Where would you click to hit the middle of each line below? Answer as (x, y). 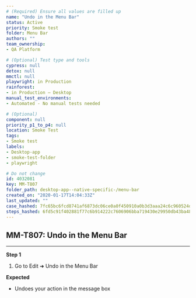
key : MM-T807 (22, 185)
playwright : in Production (39, 82)
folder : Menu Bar (27, 33)
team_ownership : (26, 44)
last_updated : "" (27, 200)
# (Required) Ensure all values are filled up (64, 11)
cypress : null (23, 65)
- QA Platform (23, 50)
